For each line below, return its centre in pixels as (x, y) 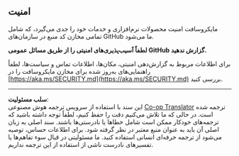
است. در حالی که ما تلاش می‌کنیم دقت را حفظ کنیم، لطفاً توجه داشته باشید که (111, 114)
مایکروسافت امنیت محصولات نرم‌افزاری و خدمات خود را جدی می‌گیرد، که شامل (113, 28)
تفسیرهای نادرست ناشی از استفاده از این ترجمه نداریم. (81, 144)
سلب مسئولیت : (28, 99)
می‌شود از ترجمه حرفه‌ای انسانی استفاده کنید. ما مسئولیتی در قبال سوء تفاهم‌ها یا (115, 137)
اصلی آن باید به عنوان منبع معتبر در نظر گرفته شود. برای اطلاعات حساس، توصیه (113, 129)
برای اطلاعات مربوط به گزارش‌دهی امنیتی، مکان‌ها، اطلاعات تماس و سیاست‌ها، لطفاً (119, 64)
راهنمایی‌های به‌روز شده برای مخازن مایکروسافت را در (79, 71)
